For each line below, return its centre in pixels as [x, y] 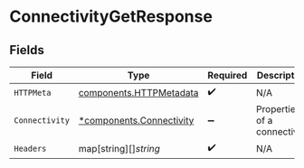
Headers [30, 148]
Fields [27, 50]
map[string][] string [119, 148]
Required [228, 75]
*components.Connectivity [136, 121]
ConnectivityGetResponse [111, 17]
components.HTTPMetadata [138, 92]
